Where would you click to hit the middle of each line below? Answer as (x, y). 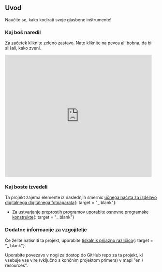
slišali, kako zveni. (23, 48)
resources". (16, 265)
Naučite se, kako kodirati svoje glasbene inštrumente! (58, 19)
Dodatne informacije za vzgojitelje (46, 230)
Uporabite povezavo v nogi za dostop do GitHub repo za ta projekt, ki (74, 255)
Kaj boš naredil (23, 32)
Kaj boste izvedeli (26, 187)
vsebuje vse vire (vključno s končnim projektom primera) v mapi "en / (74, 260)
